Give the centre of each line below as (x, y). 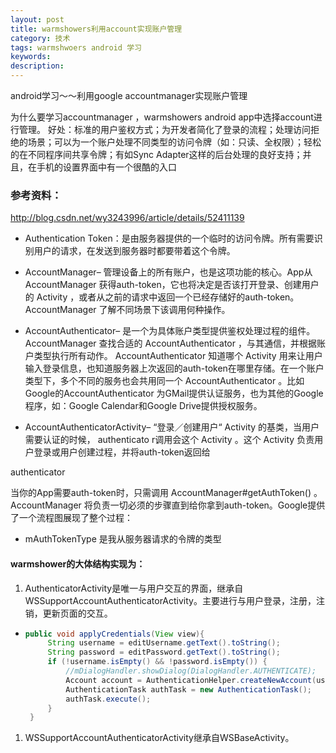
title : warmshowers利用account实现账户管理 (96, 29)
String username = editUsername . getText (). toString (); (164, 643)
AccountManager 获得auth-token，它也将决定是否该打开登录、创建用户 (172, 285)
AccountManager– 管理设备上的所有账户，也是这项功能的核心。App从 (168, 272)
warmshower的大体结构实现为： (78, 563)
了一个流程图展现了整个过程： (71, 518)
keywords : (31, 57)
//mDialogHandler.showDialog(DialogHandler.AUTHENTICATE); (191, 671)
